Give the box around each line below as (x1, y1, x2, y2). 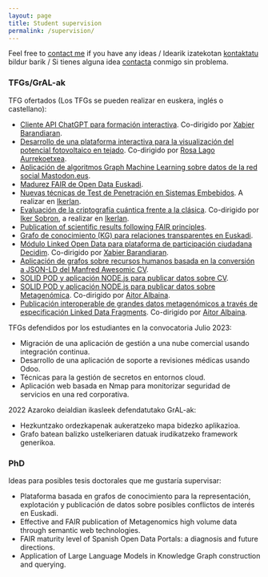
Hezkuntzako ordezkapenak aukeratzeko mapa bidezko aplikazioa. (19, 421, 241, 430)
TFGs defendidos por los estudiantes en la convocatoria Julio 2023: (8, 323, 232, 332)
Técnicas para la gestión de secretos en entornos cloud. (19, 372, 206, 382)
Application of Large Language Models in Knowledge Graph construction (19, 551, 261, 560)
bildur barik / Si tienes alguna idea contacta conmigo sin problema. (8, 57, 229, 67)
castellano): (8, 104, 47, 113)
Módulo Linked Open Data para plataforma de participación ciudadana (19, 238, 253, 249)
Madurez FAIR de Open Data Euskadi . (19, 179, 144, 189)
